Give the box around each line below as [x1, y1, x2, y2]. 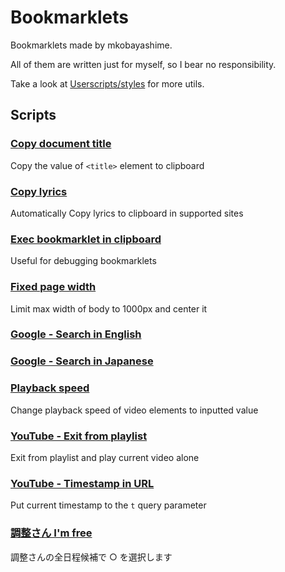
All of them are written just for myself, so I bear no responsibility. [10, 58, 277, 70]
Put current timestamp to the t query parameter [10, 499, 207, 511]
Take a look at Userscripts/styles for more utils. [10, 77, 205, 90]
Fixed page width [10, 280, 97, 294]
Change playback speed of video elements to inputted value [10, 404, 259, 416]
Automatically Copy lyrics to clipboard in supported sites [10, 207, 244, 219]
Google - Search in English [10, 327, 142, 341]
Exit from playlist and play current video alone [10, 451, 200, 463]
